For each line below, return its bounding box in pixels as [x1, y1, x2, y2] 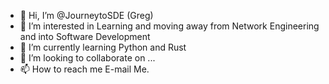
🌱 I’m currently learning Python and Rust [19, 41, 187, 53]
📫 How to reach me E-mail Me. [19, 63, 150, 75]
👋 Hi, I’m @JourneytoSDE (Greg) [19, 10, 154, 21]
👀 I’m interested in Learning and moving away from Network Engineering [19, 20, 320, 32]
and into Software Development [19, 31, 151, 42]
